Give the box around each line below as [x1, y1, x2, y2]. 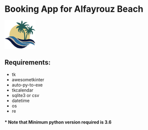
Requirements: [4, 58, 51, 67]
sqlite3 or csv [11, 92, 40, 98]
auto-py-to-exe [11, 82, 43, 88]
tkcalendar [11, 87, 34, 93]
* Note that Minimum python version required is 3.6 [4, 119, 112, 125]
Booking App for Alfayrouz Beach [4, 3, 144, 15]
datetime [11, 97, 30, 103]
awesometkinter [11, 76, 45, 82]
